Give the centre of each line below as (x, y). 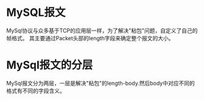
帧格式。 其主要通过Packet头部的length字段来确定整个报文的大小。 (90, 38)
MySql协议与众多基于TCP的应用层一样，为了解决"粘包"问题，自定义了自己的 (102, 30)
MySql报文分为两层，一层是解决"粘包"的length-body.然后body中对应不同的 (100, 83)
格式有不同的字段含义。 (36, 91)
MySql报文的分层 (50, 65)
